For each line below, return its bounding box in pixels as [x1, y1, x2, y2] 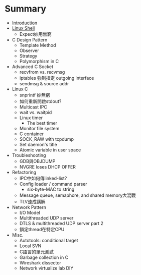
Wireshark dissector [19, 259, 61, 265]
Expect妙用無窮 [19, 31, 52, 37]
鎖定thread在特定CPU [19, 226, 65, 232]
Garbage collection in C [19, 254, 69, 260]
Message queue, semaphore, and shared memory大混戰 [19, 192, 136, 198]
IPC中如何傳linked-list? [19, 175, 67, 181]
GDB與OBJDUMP [19, 158, 56, 164]
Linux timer [19, 115, 43, 121]
